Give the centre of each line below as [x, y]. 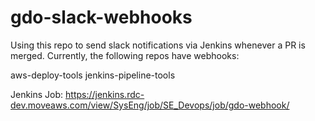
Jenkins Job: [37, 94]
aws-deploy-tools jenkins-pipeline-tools [93, 75]
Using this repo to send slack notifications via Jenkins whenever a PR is [158, 45]
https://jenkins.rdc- [105, 94]
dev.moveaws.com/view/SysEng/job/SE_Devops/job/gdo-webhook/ [150, 105]
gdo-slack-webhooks [101, 17]
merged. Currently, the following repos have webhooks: [125, 55]
